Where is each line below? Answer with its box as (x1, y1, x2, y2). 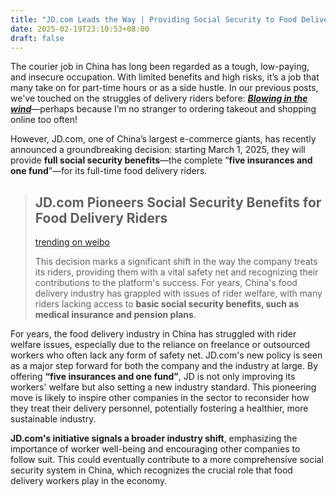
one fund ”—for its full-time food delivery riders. (10, 165, 208, 177)
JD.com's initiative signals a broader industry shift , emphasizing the (10, 432, 298, 445)
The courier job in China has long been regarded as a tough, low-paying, (10, 61, 310, 73)
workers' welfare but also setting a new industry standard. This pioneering (10, 381, 317, 393)
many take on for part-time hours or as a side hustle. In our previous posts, (10, 82, 319, 94)
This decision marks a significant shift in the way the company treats (34, 256, 318, 268)
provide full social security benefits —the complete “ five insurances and (10, 154, 313, 166)
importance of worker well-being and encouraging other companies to (10, 443, 301, 455)
